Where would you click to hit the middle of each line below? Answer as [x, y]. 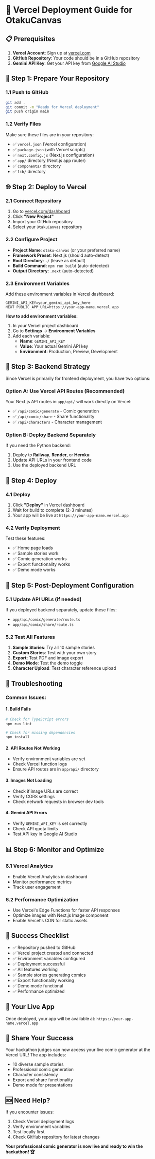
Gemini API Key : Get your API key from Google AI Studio [69, 63]
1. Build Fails [18, 709]
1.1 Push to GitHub [27, 92]
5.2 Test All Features [30, 637]
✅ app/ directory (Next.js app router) [49, 160]
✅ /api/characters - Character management [57, 422]
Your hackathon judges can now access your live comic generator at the [78, 1050]
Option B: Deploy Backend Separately [51, 435]
